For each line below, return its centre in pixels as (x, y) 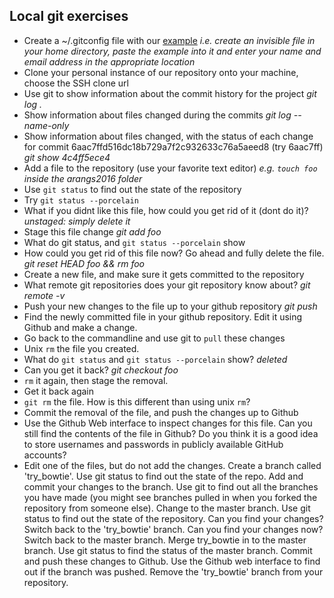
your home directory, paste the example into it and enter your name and (172, 51)
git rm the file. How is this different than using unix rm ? (137, 401)
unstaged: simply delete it (77, 221)
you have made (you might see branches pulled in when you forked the (170, 497)
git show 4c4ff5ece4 (67, 157)
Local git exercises (69, 16)
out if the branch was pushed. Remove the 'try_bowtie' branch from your (173, 571)
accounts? (45, 455)
